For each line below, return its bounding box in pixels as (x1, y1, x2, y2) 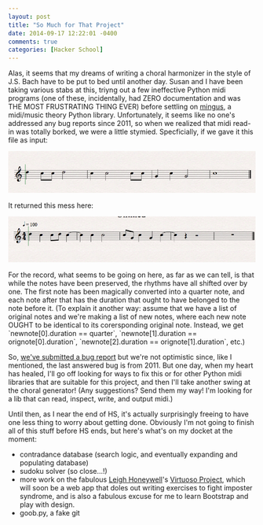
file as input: (8, 135, 49, 145)
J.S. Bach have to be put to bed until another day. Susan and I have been (8, 77, 243, 87)
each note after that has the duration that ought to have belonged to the (8, 295, 240, 305)
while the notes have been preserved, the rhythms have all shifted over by (8, 278, 248, 287)
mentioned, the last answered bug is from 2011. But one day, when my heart (8, 360, 254, 370)
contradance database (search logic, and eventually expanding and (19, 449, 238, 459)
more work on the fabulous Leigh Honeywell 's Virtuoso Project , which (19, 475, 246, 484)
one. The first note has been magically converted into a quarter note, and (8, 287, 245, 296)
